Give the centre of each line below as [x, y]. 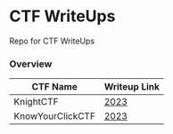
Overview [31, 64]
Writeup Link [132, 87]
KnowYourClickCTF [55, 116]
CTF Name [54, 87]
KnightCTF [37, 102]
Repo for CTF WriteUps [52, 41]
